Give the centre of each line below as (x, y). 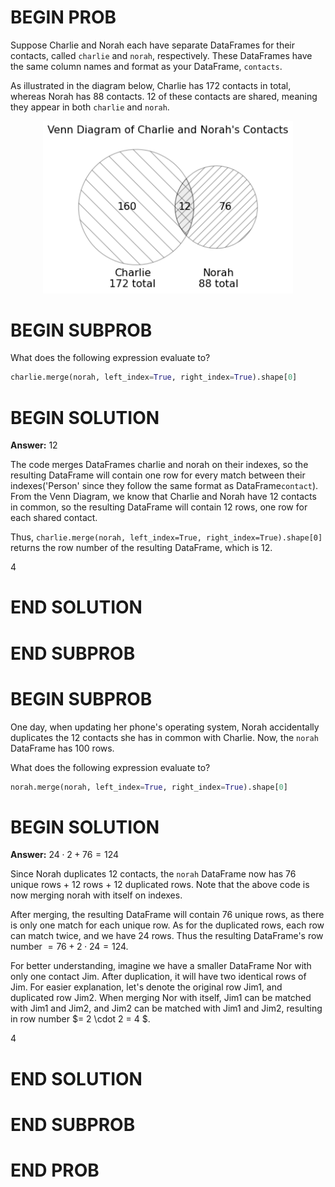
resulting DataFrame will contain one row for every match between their (158, 475)
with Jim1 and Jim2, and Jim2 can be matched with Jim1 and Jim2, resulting (166, 1008)
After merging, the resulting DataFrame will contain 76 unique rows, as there (167, 915)
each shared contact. (54, 518)
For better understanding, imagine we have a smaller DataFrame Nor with (161, 966)
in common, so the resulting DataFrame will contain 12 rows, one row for (159, 507)
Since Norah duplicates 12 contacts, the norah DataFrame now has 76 (153, 874)
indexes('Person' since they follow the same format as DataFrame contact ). (164, 486)
